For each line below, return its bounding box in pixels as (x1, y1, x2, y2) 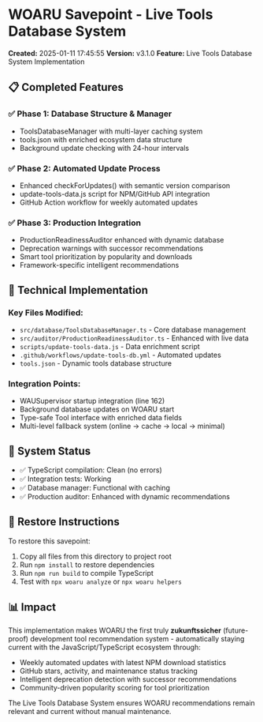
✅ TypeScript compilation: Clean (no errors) (19, 465, 163, 475)
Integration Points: (8, 378, 81, 389)
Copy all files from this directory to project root (19, 551, 172, 561)
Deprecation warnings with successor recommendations (19, 243, 203, 254)
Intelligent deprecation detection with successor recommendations (19, 674, 237, 684)
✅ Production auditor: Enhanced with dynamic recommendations (19, 492, 231, 502)
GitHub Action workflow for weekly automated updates (19, 197, 198, 207)
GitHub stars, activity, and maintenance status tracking (19, 666, 198, 675)
